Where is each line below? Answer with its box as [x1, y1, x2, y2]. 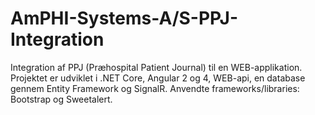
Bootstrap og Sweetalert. [10, 93, 113, 105]
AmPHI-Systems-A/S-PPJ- [10, 7, 238, 30]
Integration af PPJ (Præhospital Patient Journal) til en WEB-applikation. [10, 61, 303, 73]
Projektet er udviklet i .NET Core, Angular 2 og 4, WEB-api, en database [10, 72, 306, 84]
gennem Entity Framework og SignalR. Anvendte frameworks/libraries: [10, 82, 300, 94]
